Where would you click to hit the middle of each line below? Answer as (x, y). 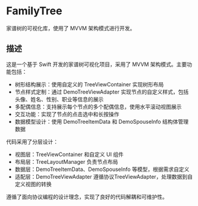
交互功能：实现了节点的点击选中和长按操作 (67, 114)
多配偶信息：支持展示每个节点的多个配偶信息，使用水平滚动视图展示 (98, 107)
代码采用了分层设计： (32, 142)
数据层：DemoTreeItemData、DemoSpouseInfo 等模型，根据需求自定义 (102, 169)
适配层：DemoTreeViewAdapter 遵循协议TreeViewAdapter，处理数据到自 (104, 176)
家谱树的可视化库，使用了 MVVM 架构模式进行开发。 (71, 28)
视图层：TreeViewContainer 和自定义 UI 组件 (69, 154)
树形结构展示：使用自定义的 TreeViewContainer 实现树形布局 (89, 84)
